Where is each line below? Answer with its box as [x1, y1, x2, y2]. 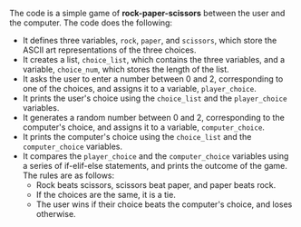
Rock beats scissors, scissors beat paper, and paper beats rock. [35, 180, 277, 190]
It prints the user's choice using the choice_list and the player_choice [22, 93, 287, 104]
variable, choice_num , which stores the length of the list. [22, 64, 229, 74]
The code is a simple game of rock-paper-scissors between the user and [9, 8, 286, 18]
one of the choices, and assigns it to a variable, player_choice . [22, 84, 257, 94]
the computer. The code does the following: [9, 17, 173, 28]
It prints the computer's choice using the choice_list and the [22, 132, 252, 142]
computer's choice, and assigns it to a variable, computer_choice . [22, 122, 266, 133]
